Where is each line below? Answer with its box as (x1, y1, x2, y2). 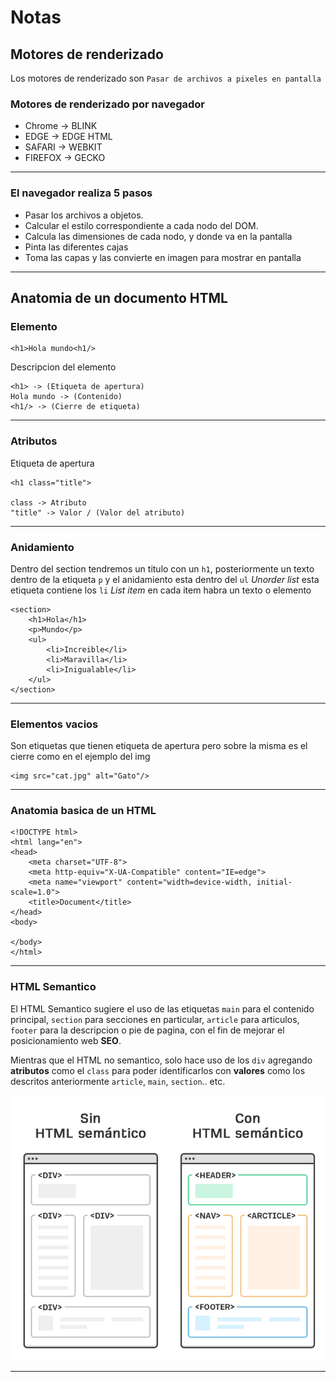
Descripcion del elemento (10, 361, 117, 373)
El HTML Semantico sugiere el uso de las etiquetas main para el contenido (10, 1002, 315, 1015)
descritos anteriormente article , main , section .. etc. (10, 1075, 226, 1087)
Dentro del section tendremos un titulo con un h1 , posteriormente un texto (10, 562, 315, 575)
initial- (256, 877, 293, 888)
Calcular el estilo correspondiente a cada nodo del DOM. (24, 219, 259, 231)
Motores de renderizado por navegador (10, 97, 206, 111)
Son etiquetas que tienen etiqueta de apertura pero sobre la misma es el (10, 740, 308, 752)
